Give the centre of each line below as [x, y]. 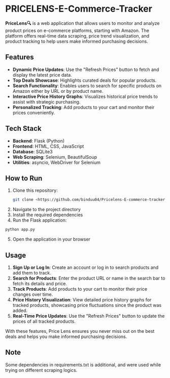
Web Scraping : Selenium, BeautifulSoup [55, 157]
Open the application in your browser [51, 239]
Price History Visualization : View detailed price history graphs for [82, 299]
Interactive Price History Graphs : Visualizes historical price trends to [85, 96]
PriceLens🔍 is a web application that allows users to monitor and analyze [82, 23]
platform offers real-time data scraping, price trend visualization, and [77, 36]
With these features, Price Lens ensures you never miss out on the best [80, 331]
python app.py [20, 230]
